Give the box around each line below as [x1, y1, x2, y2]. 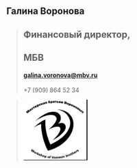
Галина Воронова [6, 5, 85, 17]
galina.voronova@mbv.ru [23, 71, 98, 79]
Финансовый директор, [23, 29, 131, 40]
